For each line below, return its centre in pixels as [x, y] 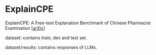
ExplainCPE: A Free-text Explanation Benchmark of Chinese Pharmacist [78, 23]
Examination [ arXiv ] [25, 28]
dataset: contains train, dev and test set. [46, 38]
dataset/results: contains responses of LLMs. [51, 47]
